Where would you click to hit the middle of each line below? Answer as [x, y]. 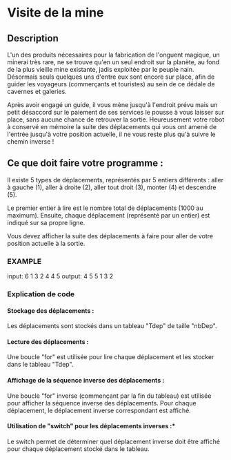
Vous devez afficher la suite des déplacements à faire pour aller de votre [110, 236]
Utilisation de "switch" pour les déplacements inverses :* [91, 426]
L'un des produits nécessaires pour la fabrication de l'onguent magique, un [114, 55]
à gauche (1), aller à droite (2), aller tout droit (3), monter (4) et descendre [112, 187]
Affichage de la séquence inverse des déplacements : [86, 381]
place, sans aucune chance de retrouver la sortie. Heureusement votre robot [116, 119]
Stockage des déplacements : [51, 310]
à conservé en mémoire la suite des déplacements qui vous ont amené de [112, 127]
